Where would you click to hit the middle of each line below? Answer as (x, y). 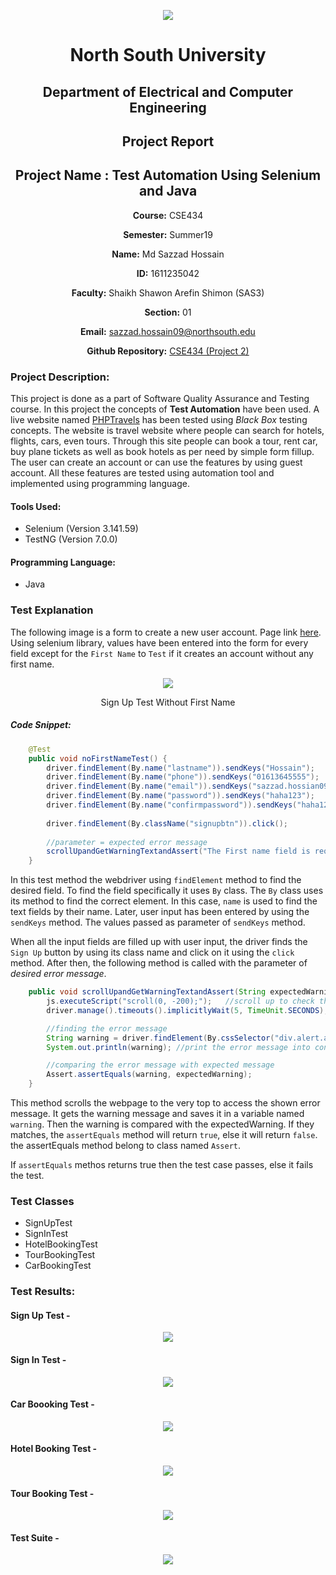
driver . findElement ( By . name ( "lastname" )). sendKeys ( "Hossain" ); (180, 768)
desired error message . (58, 974)
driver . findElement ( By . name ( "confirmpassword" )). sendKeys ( (172, 805)
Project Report (168, 141)
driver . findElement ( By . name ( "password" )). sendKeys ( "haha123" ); (180, 796)
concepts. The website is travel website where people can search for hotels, (167, 431)
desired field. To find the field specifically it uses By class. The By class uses (167, 891)
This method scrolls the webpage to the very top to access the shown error (165, 1103)
